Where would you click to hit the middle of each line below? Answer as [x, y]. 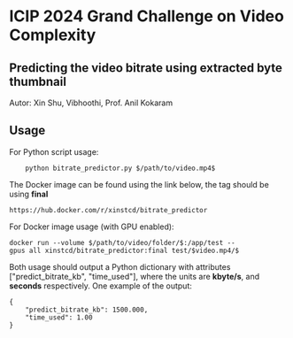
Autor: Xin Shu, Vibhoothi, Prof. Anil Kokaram [91, 103]
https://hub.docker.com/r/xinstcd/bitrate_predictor [108, 210]
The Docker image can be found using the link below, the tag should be [139, 184]
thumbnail [38, 81]
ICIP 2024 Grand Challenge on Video [147, 16]
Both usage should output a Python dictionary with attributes [120, 266]
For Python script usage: [54, 151]
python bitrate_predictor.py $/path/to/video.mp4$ [120, 168]
